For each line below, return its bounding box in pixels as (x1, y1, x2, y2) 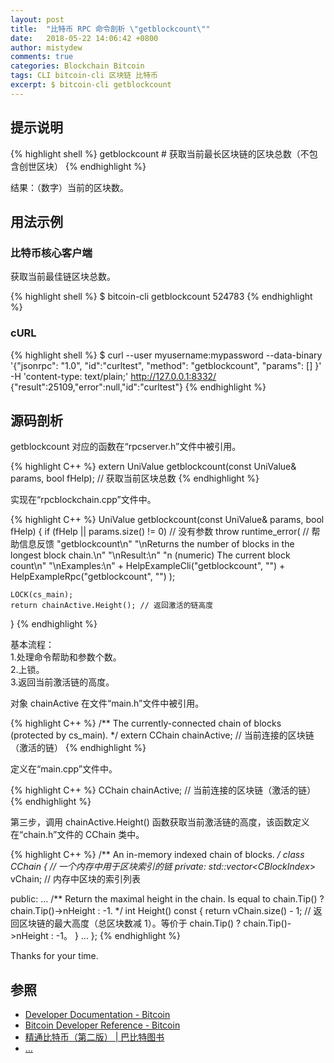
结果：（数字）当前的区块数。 (10, 181, 129, 193)
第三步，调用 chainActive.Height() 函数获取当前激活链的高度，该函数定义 (10, 816, 310, 828)
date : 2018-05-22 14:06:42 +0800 (10, 33, 159, 43)
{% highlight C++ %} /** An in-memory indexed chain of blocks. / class (10, 849, 305, 861)
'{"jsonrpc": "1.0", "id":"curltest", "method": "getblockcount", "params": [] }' (10, 359, 322, 371)
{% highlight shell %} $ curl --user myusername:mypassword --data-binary (10, 349, 323, 361)
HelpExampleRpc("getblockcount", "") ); (10, 571, 176, 583)
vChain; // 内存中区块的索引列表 (10, 873, 142, 885)
